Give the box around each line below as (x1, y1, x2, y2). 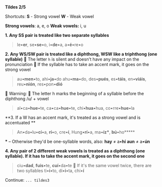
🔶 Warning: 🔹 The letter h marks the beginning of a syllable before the (5, 91, 144, 96)
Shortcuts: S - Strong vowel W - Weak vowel (5, 14, 94, 19)
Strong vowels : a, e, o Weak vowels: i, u (5, 23, 86, 29)
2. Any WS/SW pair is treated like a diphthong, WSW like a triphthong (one (5, 51, 158, 57)
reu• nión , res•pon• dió (16, 81, 63, 87)
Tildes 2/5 (5, 4, 26, 10)
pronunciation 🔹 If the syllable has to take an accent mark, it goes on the (5, 62, 149, 67)
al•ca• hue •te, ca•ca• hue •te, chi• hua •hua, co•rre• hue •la (16, 105, 135, 111)
